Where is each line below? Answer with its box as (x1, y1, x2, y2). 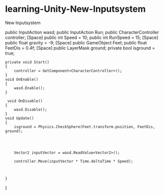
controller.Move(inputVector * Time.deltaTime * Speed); (14, 159, 133, 163)
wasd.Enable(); (14, 85, 45, 91)
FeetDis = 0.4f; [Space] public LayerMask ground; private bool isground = (5, 45, 155, 51)
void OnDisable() (7, 98, 43, 103)
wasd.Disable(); (14, 107, 48, 112)
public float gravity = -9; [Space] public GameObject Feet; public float (5, 39, 147, 45)
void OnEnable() (5, 77, 38, 82)
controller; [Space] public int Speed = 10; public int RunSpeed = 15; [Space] (5, 34, 159, 40)
